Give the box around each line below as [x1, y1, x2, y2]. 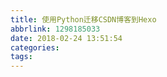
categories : [10, 42, 60, 53]
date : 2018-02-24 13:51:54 [10, 33, 123, 43]
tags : [10, 52, 33, 62]
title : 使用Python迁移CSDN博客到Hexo [10, 14, 157, 25]
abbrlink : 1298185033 [10, 24, 101, 34]
